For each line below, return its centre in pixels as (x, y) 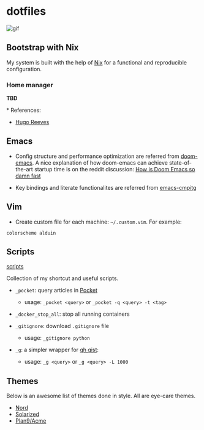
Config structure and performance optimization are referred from (97, 156)
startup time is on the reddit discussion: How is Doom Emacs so (115, 169)
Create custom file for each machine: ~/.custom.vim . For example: (98, 222)
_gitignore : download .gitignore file (62, 326)
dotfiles (26, 11)
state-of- (180, 162)
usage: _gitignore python (57, 338)
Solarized (27, 414)
